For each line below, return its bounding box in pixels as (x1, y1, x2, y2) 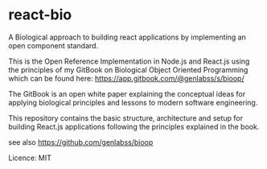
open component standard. (8, 40, 99, 50)
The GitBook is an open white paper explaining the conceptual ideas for (8, 89, 246, 98)
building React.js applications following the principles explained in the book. (8, 122, 260, 131)
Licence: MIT (8, 153, 52, 163)
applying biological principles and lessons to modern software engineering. (8, 97, 258, 107)
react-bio (8, 6, 72, 24)
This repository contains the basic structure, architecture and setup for (8, 113, 244, 122)
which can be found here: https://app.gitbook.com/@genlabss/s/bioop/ (8, 73, 244, 83)
